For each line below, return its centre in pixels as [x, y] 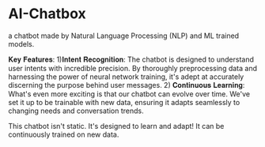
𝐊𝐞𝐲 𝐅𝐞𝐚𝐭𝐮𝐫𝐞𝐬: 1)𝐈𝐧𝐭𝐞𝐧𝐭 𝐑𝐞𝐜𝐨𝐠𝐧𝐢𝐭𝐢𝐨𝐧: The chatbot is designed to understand [131, 59]
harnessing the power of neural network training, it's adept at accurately [126, 77]
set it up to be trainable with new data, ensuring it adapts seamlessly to [124, 102]
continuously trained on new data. [64, 134]
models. [21, 43]
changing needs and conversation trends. [76, 111]
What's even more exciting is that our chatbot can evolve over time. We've [129, 94]
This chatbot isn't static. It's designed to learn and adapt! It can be [116, 126]
